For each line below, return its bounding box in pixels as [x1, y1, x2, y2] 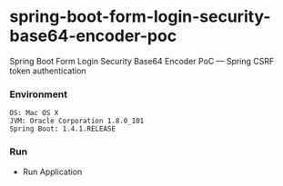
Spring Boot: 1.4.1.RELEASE [9, 124, 116, 133]
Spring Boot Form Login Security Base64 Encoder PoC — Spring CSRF [9, 55, 275, 66]
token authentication [9, 65, 86, 76]
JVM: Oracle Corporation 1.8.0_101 [9, 116, 145, 126]
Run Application [22, 166, 83, 177]
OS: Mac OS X [9, 109, 59, 118]
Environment [9, 88, 68, 101]
